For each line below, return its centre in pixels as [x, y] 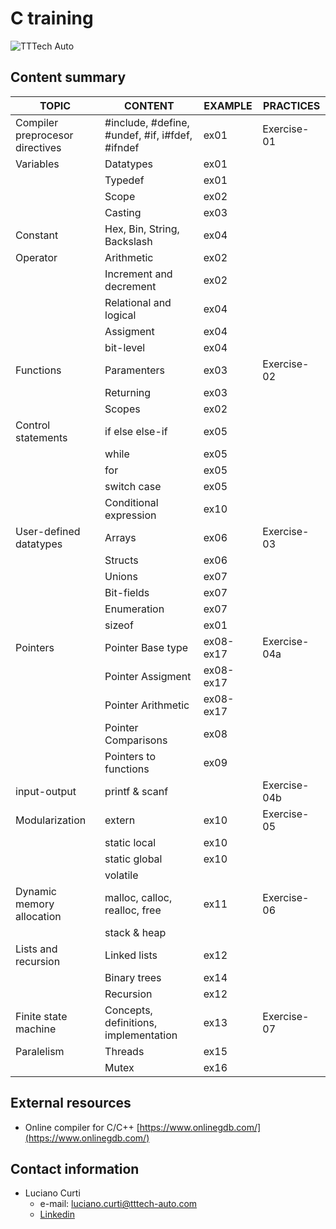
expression [130, 515]
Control [33, 425]
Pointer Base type [146, 647]
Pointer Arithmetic [147, 705]
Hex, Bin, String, [142, 229]
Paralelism [40, 1051]
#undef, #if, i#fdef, [148, 135]
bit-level [125, 347]
